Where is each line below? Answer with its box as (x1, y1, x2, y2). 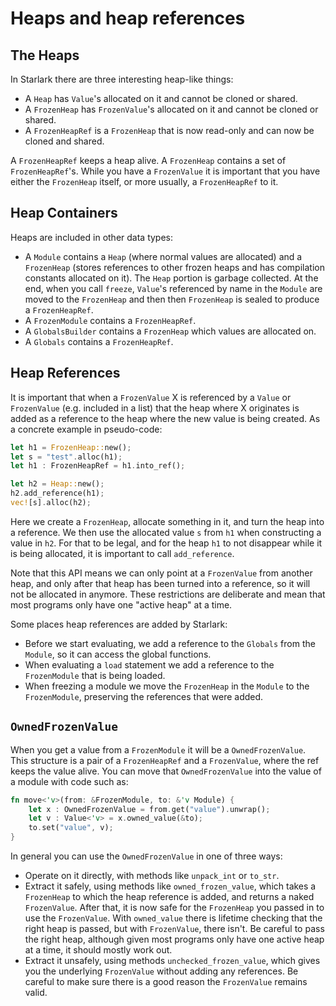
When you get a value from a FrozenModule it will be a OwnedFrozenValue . (10, 743, 307, 756)
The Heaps (10, 47, 80, 64)
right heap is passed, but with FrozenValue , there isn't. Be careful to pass (24, 923, 325, 935)
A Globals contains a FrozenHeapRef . (24, 335, 174, 347)
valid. (24, 987, 48, 999)
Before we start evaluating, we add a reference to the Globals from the (24, 637, 316, 649)
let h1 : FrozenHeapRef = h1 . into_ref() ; (10, 461, 186, 471)
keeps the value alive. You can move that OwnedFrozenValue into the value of (10, 765, 322, 777)
